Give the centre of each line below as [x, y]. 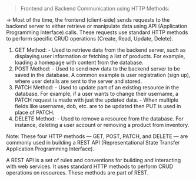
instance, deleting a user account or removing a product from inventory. [102, 125]
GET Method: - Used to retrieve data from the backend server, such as [100, 50]
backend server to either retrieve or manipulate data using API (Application [97, 26]
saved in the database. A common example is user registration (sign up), [102, 75]
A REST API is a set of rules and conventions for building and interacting [94, 160]
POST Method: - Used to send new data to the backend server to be [97, 69]
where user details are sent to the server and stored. [78, 81]
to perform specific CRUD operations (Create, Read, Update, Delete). [90, 38]
